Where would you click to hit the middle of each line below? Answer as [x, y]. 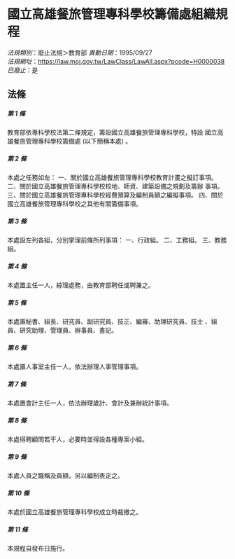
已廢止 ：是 [23, 70]
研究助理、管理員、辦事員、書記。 [68, 331]
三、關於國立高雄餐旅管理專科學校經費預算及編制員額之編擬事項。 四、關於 [115, 195]
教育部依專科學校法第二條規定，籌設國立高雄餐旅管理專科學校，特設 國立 [112, 132]
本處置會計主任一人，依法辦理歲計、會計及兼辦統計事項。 [90, 403]
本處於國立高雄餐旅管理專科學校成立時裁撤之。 [74, 512]
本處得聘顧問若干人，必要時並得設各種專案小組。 [78, 439]
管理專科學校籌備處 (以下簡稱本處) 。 [79, 142]
